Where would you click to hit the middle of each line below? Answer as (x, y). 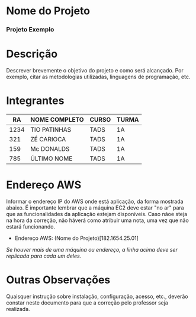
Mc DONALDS (50, 148)
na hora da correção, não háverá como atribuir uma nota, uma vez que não (98, 220)
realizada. (18, 309)
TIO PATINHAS (51, 129)
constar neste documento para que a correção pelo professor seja (87, 302)
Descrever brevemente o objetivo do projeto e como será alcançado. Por (95, 71)
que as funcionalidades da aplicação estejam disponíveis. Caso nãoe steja (97, 214)
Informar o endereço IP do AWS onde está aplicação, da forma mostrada (95, 201)
